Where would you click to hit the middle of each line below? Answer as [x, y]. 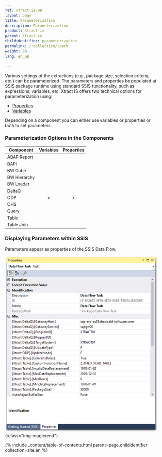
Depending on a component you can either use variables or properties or [78, 120]
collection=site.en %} [26, 450]
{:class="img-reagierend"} [32, 435]
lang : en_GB [17, 56]
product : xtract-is [25, 31]
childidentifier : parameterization [41, 41]
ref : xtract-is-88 [24, 10]
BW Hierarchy [21, 178]
